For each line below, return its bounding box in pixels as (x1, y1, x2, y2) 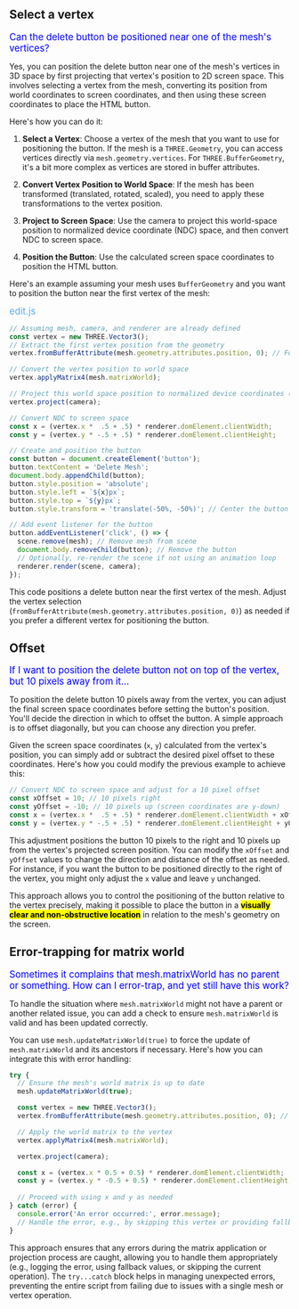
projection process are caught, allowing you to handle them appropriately (9, 1252, 279, 1263)
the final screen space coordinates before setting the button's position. (9, 704, 270, 714)
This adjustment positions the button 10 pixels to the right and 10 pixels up (9, 835, 281, 845)
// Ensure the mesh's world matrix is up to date (17, 1079, 205, 1088)
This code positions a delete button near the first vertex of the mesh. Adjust (9, 586, 287, 597)
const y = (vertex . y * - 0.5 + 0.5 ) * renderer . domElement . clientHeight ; (17, 1176, 293, 1185)
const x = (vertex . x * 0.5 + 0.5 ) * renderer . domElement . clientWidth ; (17, 1168, 285, 1177)
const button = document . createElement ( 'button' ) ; (9, 455, 201, 464)
